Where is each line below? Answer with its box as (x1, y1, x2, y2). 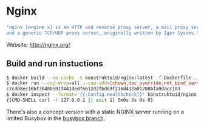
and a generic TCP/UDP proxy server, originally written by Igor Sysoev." (6, 30, 200, 36)
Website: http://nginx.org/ (6, 41, 71, 48)
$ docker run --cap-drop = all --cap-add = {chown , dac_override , (6, 80, 165, 86)
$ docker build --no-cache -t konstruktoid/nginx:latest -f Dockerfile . (6, 75, 197, 81)
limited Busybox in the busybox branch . (6, 114, 105, 122)
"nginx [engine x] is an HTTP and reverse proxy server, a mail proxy (6, 24, 189, 30)
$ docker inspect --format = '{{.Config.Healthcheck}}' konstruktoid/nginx (6, 92, 197, 98)
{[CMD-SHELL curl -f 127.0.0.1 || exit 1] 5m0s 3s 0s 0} (6, 97, 154, 103)
